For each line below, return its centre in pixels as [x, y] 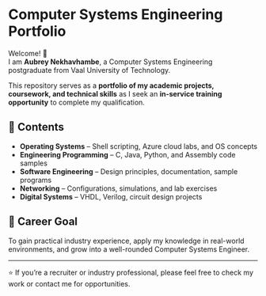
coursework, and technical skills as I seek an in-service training [115, 93]
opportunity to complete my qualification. [76, 102]
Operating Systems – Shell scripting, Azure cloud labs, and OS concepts [139, 146]
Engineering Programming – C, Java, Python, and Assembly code [127, 154]
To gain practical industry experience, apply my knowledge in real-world [126, 241]
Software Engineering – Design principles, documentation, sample [129, 171]
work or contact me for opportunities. [69, 283]
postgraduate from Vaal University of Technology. [89, 70]
